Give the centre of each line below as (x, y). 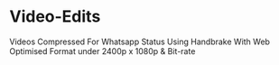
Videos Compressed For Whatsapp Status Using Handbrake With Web (140, 42)
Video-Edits (55, 17)
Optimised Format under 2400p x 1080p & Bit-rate (102, 51)
